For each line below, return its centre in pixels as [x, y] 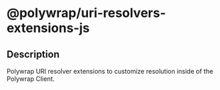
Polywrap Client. [31, 79]
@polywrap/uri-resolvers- [86, 13]
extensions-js [48, 28]
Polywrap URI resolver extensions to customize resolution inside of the [110, 71]
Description [33, 54]
